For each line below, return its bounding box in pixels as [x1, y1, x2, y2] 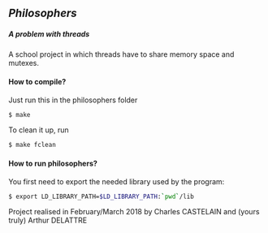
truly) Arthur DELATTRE [8, 215, 88, 226]
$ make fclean [8, 141, 57, 149]
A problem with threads [8, 28, 90, 39]
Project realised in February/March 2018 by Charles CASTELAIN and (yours [8, 207, 260, 217]
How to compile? [8, 76, 67, 86]
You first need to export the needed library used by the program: [8, 176, 225, 186]
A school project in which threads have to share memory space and [8, 50, 235, 59]
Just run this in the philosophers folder [8, 95, 138, 105]
